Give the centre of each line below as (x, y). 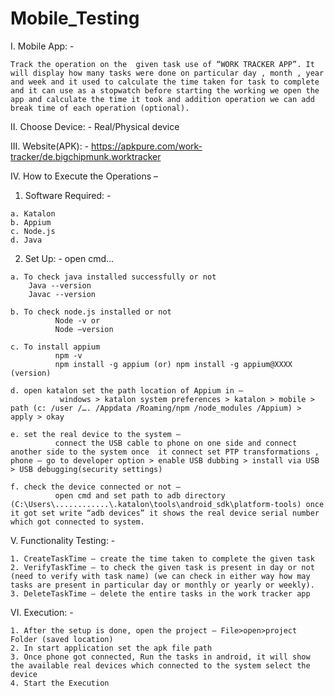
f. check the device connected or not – (96, 487)
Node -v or (77, 320)
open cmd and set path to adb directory (140, 495)
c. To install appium (55, 347)
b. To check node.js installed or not (91, 312)
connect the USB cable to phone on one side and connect (176, 443)
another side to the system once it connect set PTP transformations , (165, 452)
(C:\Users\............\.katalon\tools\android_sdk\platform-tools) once (167, 504)
